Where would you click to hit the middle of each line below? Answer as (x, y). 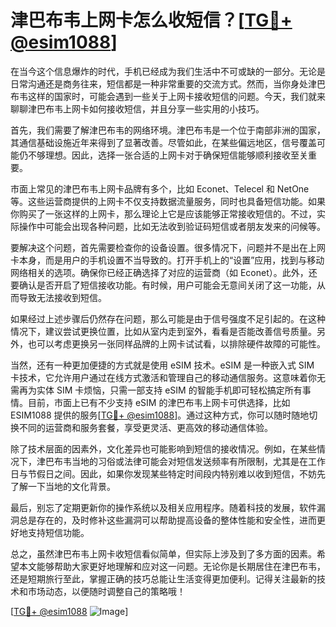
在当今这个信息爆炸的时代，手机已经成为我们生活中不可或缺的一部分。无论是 (168, 71)
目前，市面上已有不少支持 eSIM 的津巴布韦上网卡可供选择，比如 (159, 402)
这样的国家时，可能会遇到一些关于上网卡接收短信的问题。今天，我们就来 (176, 96)
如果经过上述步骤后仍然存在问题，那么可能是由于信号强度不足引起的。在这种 (168, 318)
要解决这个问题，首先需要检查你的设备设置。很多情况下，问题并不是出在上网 (168, 247)
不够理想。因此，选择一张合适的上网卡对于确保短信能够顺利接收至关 (167, 155)
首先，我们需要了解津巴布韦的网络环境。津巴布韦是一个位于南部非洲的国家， (168, 130)
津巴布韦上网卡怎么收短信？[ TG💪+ (151, 20)
